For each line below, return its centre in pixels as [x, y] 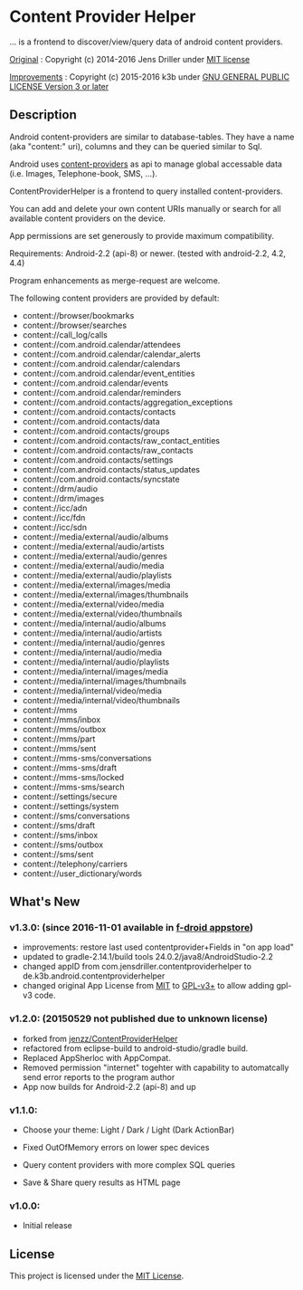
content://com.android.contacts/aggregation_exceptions [128, 402]
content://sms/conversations [76, 816]
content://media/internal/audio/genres [94, 642]
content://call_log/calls [65, 334]
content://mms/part [59, 739]
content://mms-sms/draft [70, 768]
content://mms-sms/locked [73, 777]
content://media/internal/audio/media [92, 652]
